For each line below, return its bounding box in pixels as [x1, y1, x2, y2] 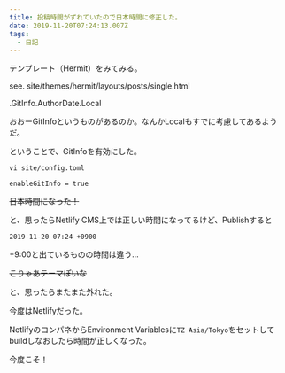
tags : [9, 29, 29, 38]
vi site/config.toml [9, 164, 86, 173]
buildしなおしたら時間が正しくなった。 [9, 336, 152, 346]
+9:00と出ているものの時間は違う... [9, 249, 139, 260]
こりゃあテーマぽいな [9, 268, 87, 279]
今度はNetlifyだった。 [9, 306, 89, 316]
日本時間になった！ [9, 196, 80, 206]
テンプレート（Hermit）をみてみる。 [9, 63, 142, 74]
